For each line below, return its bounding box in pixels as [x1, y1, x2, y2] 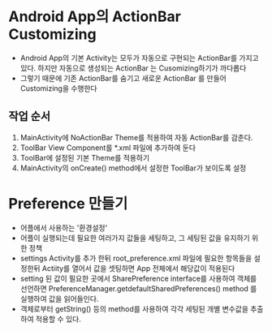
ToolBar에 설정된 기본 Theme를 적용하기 [19, 153, 150, 162]
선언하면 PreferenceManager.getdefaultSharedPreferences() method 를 [19, 283, 257, 293]
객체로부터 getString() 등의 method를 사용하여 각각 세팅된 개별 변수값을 [19, 303, 249, 313]
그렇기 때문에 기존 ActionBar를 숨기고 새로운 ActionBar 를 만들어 [19, 73, 227, 83]
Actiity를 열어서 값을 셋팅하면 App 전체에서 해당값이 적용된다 [41, 263, 235, 273]
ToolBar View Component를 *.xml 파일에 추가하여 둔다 [19, 143, 196, 153]
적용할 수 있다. [35, 314, 81, 324]
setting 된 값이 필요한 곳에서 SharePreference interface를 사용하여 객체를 [19, 273, 257, 283]
